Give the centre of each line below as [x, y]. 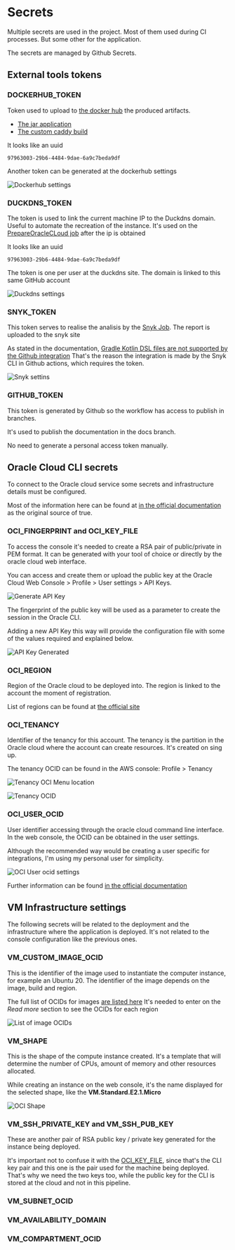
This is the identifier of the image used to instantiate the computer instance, [117, 973]
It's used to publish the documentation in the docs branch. [92, 432]
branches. [22, 418]
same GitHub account [39, 280]
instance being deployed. [44, 1147]
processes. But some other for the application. [74, 39]
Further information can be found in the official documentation [97, 885]
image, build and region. [42, 988]
